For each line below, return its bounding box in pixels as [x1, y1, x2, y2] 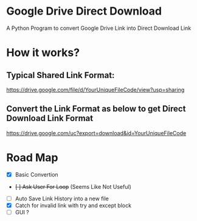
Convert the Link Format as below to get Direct [6, 103, 186, 114]
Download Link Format [6, 113, 94, 124]
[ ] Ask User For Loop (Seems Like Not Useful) [15, 183, 132, 190]
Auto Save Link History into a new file [15, 195, 109, 202]
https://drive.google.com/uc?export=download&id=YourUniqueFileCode [6, 129, 187, 136]
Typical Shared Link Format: [6, 70, 115, 80]
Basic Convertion [15, 170, 59, 178]
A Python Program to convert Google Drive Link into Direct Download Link [6, 24, 192, 32]
